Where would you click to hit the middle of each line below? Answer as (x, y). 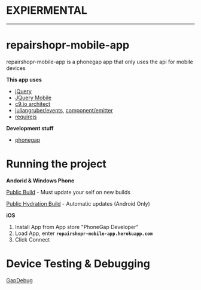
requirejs (26, 117)
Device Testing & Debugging (78, 264)
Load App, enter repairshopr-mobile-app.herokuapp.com (84, 233)
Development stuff (30, 128)
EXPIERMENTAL (47, 10)
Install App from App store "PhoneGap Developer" (77, 227)
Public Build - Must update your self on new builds (68, 192)
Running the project (56, 164)
